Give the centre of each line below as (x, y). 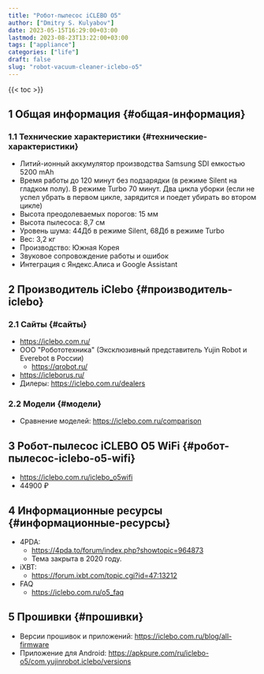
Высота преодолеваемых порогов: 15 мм (89, 214)
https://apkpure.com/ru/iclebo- (159, 653)
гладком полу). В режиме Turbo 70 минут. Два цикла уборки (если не (137, 189)
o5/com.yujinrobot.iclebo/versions (75, 661)
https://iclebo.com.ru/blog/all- (183, 636)
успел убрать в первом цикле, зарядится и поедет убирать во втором (138, 198)
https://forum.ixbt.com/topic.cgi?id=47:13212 (104, 576)
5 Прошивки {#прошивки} (76, 617)
